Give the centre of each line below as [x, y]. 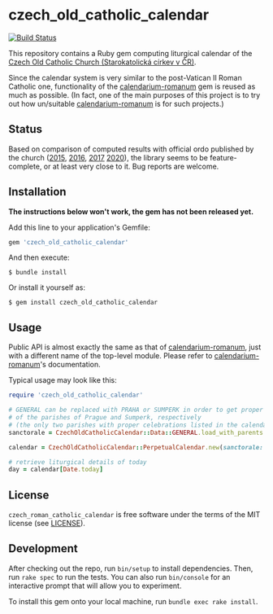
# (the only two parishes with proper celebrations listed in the [123, 425]
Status [26, 129]
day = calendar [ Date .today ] [56, 470]
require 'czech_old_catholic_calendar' [76, 395]
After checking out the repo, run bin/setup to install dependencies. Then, [131, 568]
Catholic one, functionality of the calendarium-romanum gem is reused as [132, 86]
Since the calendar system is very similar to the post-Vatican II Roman [125, 77]
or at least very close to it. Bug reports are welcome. [131, 166]
